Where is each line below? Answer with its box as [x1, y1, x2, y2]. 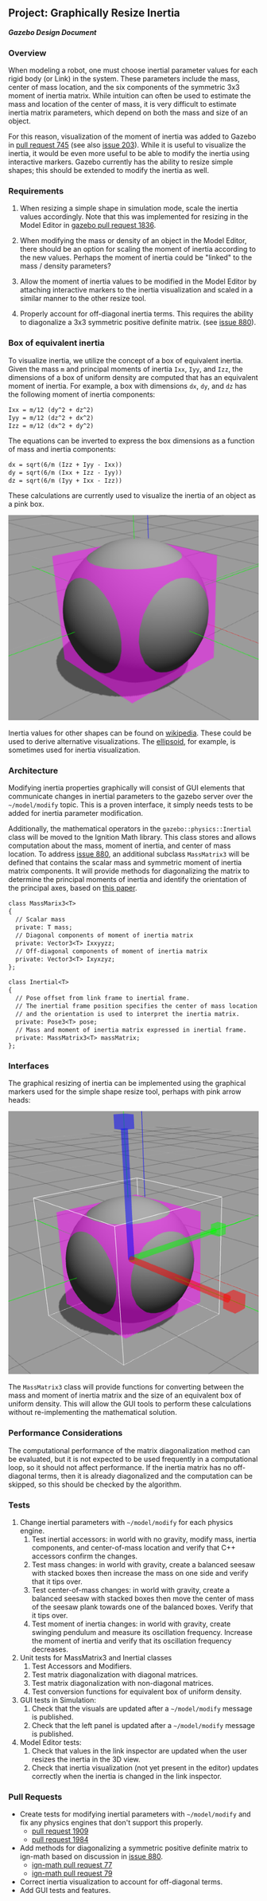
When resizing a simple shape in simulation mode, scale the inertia [19, 203, 238, 214]
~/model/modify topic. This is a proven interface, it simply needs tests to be [8, 800, 253, 809]
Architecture [8, 765, 59, 776]
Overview [8, 47, 47, 58]
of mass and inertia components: [8, 444, 117, 453]
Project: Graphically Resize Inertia [8, 6, 180, 20]
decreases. [31, 1644, 69, 1654]
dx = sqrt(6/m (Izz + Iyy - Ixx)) [8, 461, 123, 468]
